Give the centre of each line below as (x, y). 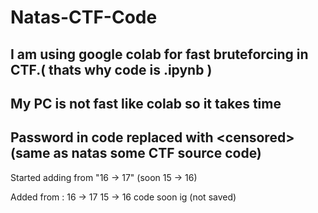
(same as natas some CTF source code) (136, 153)
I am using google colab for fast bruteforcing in (159, 54)
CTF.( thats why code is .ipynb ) (111, 69)
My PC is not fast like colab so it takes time (146, 103)
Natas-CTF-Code (84, 17)
